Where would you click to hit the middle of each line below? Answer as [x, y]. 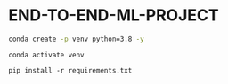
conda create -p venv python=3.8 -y [76, 39]
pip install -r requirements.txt [70, 70]
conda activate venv [47, 55]
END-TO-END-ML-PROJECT [114, 15]
